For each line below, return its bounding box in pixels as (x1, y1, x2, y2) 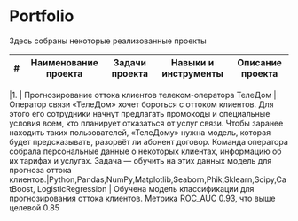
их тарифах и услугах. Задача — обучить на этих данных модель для (9, 155, 272, 165)
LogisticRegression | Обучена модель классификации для (36, 183, 255, 194)
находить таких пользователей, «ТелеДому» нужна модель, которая (9, 126, 271, 138)
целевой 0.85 (9, 202, 60, 213)
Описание (237, 56, 282, 68)
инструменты (161, 67, 223, 80)
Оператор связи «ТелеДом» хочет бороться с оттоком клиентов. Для (9, 99, 274, 110)
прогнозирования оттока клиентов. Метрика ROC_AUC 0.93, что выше (9, 193, 276, 203)
